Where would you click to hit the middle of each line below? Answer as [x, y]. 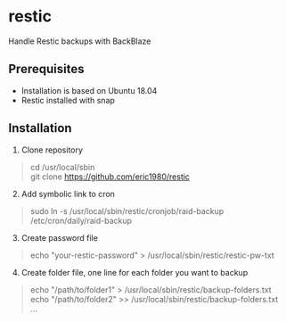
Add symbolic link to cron [68, 194]
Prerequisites [46, 69]
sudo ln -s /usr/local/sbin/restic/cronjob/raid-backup [127, 211]
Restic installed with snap [68, 100]
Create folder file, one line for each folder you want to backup [135, 272]
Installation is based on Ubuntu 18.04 [89, 90]
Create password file [60, 237]
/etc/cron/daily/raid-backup [81, 220]
